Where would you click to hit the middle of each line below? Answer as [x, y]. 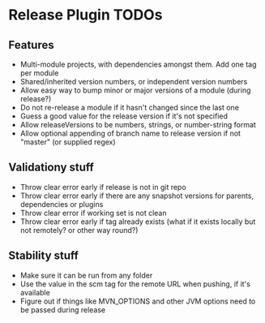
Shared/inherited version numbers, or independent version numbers [134, 82]
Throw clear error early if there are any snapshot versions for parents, [137, 196]
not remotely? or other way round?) [79, 230]
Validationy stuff [51, 168]
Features [31, 45]
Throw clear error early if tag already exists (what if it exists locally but [138, 222]
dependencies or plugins [62, 204]
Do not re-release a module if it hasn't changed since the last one [129, 108]
